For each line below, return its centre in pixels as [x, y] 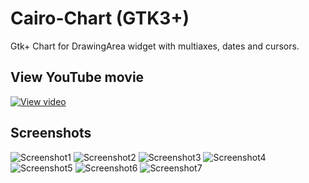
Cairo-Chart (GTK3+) [100, 18]
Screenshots [51, 133]
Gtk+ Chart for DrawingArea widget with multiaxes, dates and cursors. [155, 46]
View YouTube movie [77, 77]
